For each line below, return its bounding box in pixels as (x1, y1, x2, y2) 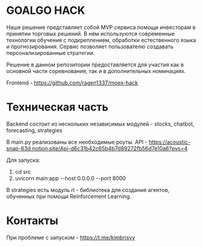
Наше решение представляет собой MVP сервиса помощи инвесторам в (6, 24, 196, 31)
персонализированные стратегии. (6, 49, 95, 56)
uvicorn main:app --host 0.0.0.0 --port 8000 (15, 175, 126, 182)
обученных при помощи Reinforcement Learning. (6, 193, 132, 200)
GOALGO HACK (6, 4, 86, 18)
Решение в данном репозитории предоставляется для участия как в (6, 61, 184, 68)
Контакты (6, 214, 59, 228)
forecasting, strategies (6, 126, 62, 133)
